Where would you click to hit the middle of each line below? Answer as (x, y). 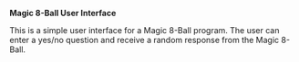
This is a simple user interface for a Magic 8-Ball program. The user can (144, 30)
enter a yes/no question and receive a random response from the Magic (144, 40)
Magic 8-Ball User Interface (63, 13)
